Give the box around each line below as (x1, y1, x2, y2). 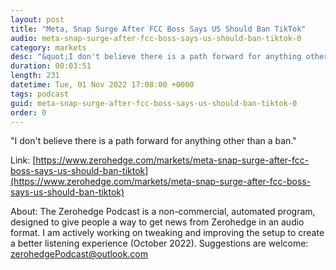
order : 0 (10, 107, 47, 118)
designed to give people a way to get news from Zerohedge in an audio (10, 216, 305, 228)
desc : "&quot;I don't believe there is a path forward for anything (10, 52, 302, 62)
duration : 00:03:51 (10, 61, 92, 71)
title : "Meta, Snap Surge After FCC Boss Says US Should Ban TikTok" (10, 24, 307, 34)
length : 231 (10, 71, 60, 81)
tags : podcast (10, 89, 70, 99)
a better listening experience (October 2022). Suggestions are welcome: (10, 237, 309, 250)
